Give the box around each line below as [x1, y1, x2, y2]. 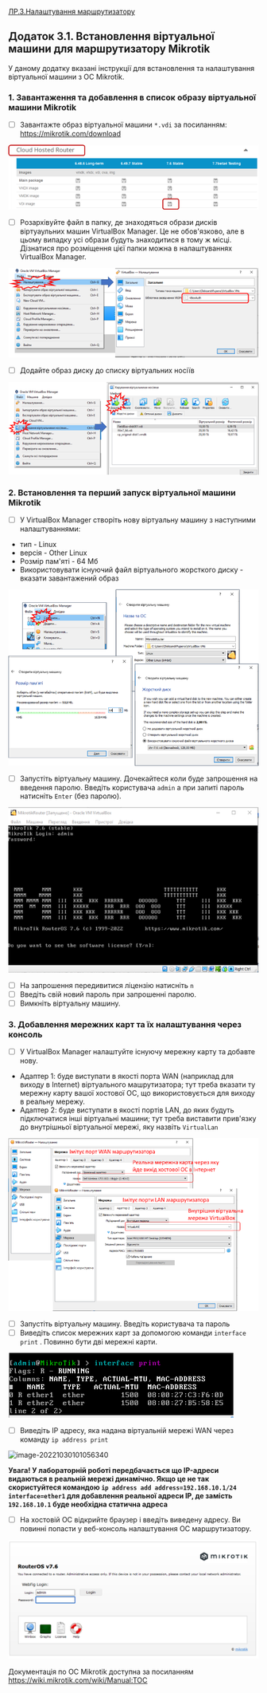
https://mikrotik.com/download [19, 129, 122, 139]
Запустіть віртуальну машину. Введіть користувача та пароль [19, 1319, 230, 1329]
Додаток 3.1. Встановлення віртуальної [8, 30, 215, 43]
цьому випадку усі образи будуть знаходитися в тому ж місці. [19, 235, 232, 245]
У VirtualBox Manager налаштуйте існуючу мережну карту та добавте [19, 1047, 256, 1057]
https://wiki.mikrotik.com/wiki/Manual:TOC [8, 1675, 149, 1685]
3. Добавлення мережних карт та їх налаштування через [8, 1018, 242, 1030]
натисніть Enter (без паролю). [19, 791, 122, 801]
